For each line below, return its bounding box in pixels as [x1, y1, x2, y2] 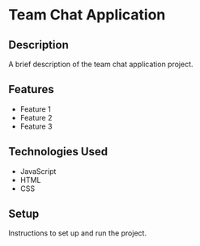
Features [8, 83, 54, 96]
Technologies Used [8, 145, 108, 159]
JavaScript [19, 166, 57, 176]
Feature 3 [19, 121, 53, 131]
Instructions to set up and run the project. [8, 228, 147, 238]
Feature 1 [19, 104, 51, 114]
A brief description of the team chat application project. [8, 59, 194, 69]
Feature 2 [19, 112, 53, 122]
